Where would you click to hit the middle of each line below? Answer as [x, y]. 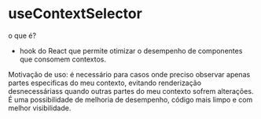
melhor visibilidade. [40, 108]
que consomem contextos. [62, 59]
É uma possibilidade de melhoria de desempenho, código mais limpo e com [130, 99]
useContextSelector [75, 14]
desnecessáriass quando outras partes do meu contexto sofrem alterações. [131, 91]
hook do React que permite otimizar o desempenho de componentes [131, 50]
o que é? [22, 35]
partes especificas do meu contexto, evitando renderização [105, 83]
